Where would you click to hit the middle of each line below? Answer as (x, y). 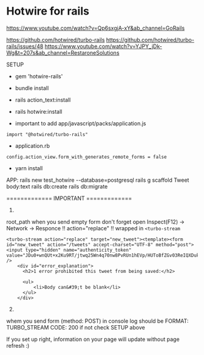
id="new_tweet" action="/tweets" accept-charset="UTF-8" (80, 244)
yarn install (29, 168)
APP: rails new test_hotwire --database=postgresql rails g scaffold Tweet (98, 180)
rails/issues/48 (25, 46)
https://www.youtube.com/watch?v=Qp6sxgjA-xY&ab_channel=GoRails (96, 28)
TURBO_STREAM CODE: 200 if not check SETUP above (76, 327)
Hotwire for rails (48, 11)
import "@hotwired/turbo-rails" (47, 134)
